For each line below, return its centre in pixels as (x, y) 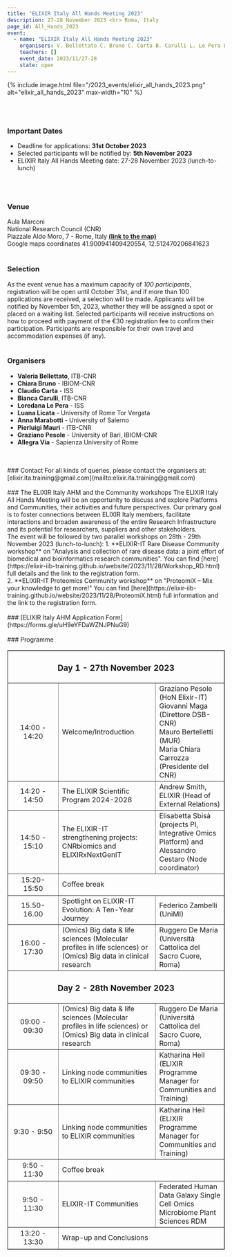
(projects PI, (179, 824)
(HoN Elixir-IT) (183, 697)
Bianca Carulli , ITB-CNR (52, 398)
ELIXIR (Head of (185, 795)
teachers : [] (38, 53)
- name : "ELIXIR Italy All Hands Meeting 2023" (83, 39)
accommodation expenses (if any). (57, 336)
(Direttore (175, 714)
